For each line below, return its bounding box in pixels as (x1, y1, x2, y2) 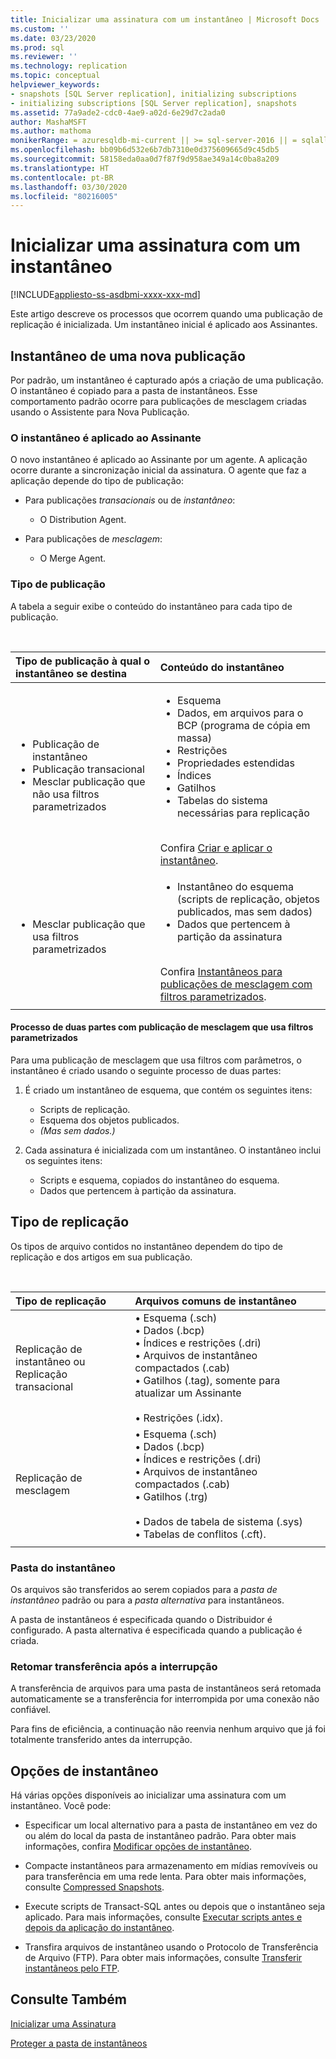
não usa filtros (32, 787, 100, 801)
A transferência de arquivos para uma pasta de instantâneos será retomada (10, 1682, 322, 1695)
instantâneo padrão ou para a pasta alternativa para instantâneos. (10, 1594, 285, 1606)
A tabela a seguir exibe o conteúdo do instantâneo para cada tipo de (10, 600, 293, 612)
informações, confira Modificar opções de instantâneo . (24, 1841, 252, 1853)
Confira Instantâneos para (159, 964, 283, 978)
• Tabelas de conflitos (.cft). (134, 1527, 267, 1541)
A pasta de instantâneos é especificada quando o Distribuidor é (10, 1613, 273, 1625)
